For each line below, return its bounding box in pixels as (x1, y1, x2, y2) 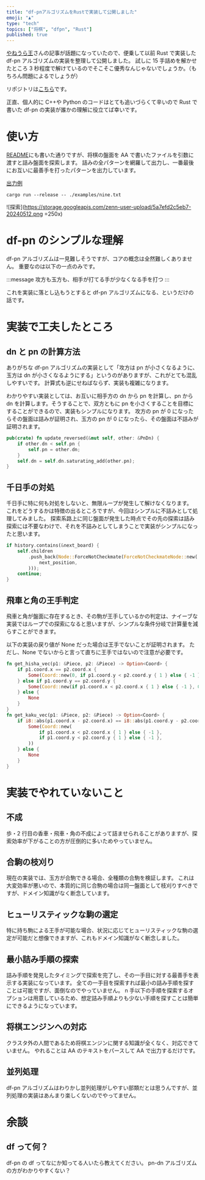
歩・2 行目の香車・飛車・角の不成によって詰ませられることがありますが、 (6, 829, 192, 837)
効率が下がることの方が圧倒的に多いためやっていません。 (11, 837, 156, 845)
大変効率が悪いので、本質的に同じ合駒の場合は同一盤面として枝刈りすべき (6, 882, 193, 889)
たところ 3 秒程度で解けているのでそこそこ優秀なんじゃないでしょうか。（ (6, 65, 192, 72)
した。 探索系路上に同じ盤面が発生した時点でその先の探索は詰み (32, 515, 195, 522)
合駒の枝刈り (6, 857, 55, 867)
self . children (17, 548, 53, 554)
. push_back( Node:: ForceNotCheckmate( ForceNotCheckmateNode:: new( (28, 554, 198, 560)
